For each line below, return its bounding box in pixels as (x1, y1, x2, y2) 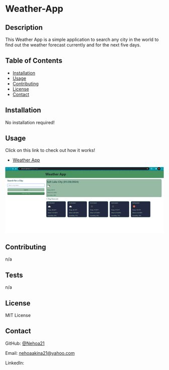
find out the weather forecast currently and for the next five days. (5, 42, 141, 48)
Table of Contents (5, 57, 63, 65)
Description (5, 23, 43, 32)
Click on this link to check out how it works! (5, 147, 96, 153)
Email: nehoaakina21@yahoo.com (5, 350, 75, 356)
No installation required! (5, 119, 55, 125)
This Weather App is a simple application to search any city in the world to (5, 36, 159, 42)
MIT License (5, 312, 31, 319)
